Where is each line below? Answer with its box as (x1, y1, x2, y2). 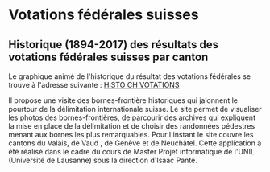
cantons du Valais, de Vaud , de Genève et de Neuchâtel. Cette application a (8, 138, 262, 148)
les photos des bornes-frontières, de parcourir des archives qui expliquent (8, 113, 256, 122)
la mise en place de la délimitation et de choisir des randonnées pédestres (8, 121, 255, 130)
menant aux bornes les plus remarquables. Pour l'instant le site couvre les (8, 130, 254, 139)
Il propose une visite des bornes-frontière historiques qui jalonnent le (8, 96, 239, 105)
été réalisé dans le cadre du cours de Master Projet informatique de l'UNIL (8, 147, 255, 156)
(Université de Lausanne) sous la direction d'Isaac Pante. (8, 155, 197, 165)
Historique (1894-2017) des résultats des (8, 38, 219, 51)
